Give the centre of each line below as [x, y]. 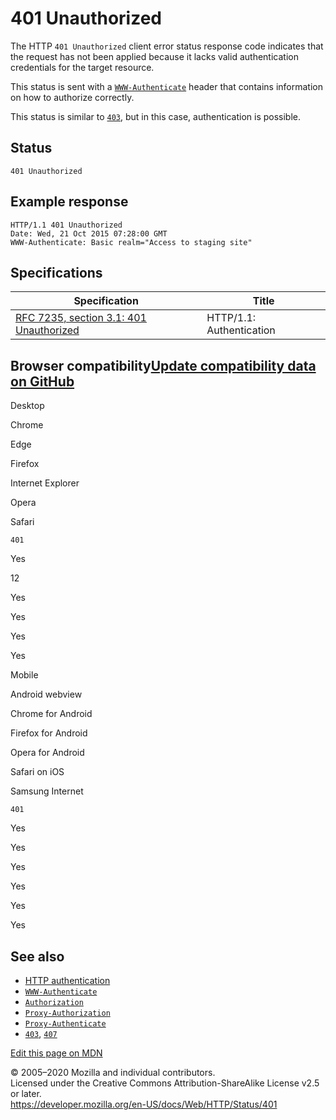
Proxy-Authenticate [65, 1024]
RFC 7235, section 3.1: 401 [81, 318]
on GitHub [42, 381]
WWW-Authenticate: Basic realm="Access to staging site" [131, 242]
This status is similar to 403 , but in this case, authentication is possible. [156, 116]
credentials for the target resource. [82, 67]
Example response [69, 202]
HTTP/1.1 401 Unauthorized [66, 225]
